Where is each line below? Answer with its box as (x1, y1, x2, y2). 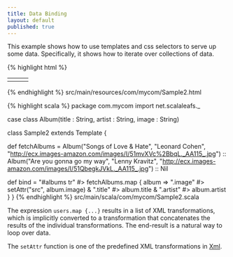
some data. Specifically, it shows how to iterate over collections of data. (7, 50, 215, 58)
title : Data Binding (7, 10, 68, 17)
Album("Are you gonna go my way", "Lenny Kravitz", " (7, 157, 163, 166)
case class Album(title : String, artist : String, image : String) (7, 115, 180, 124)
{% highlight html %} (7, 64, 68, 72)
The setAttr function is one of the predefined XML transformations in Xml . (7, 242, 223, 251)
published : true (7, 23, 55, 30)
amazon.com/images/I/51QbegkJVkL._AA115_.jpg (7, 165, 149, 173)
